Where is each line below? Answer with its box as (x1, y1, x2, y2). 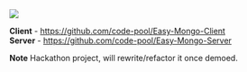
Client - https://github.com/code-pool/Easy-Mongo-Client (9, 26, 225, 36)
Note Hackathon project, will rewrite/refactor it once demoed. (9, 53, 239, 63)
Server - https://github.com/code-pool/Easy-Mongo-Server (9, 35, 233, 46)
